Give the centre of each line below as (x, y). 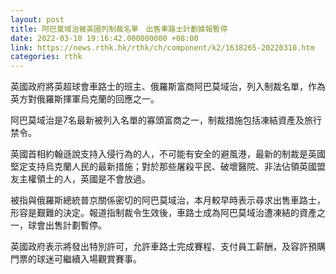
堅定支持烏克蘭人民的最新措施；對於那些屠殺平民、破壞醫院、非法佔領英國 (163, 167)
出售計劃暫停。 (75, 225)
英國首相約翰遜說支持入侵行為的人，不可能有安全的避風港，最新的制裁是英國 (168, 154)
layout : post (37, 19)
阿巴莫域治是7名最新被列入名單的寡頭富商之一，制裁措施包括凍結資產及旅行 (166, 120)
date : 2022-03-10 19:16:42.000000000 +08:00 (104, 38)
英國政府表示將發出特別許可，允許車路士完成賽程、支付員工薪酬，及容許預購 (168, 247)
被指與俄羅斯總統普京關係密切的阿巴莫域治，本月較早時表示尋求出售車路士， (168, 200)
